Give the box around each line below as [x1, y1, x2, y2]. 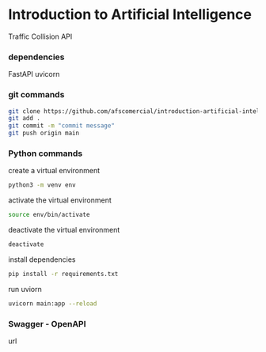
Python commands [8, 148, 83, 159]
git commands [8, 89, 65, 100]
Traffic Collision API [8, 32, 73, 41]
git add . [8, 115, 41, 123]
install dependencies [8, 255, 76, 264]
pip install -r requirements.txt [8, 270, 119, 278]
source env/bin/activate [8, 211, 90, 219]
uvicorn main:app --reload [8, 299, 97, 308]
